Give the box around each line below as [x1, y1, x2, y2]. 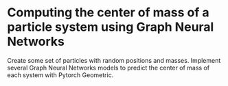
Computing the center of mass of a [7, 5, 209, 20]
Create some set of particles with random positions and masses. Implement [7, 56, 221, 64]
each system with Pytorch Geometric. [7, 70, 114, 79]
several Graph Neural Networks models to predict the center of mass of [7, 63, 210, 72]
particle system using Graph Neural [7, 19, 214, 35]
